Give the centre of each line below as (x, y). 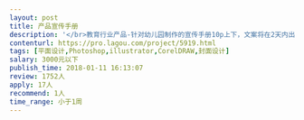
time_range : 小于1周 (46, 102)
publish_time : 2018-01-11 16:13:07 (76, 69)
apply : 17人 (31, 85)
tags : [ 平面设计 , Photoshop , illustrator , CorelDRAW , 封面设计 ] (119, 51)
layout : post (34, 18)
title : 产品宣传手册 (44, 26)
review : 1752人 (37, 77)
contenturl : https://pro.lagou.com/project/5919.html (113, 43)
